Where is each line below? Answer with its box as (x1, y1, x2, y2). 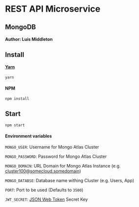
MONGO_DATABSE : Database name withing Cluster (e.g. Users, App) (5, 177, 135, 183)
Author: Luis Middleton (5, 37, 53, 42)
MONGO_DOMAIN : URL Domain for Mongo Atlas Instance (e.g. (5, 163, 121, 169)
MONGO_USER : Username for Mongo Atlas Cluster (5, 144, 99, 150)
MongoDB (5, 23, 36, 31)
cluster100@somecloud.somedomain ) (5, 168, 81, 174)
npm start (5, 123, 25, 128)
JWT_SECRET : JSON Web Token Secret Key (5, 196, 88, 202)
